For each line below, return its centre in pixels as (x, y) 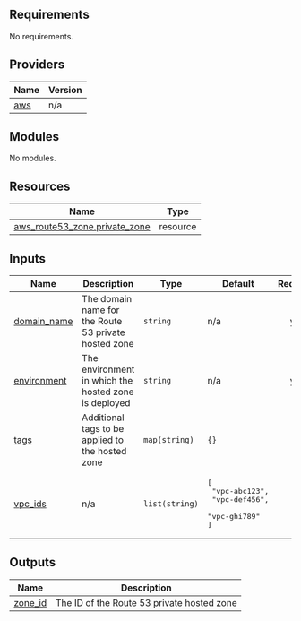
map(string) (168, 440)
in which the (107, 381)
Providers (37, 65)
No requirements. (42, 36)
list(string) (171, 504)
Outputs (33, 562)
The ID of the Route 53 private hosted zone (146, 602)
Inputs (28, 259)
